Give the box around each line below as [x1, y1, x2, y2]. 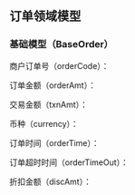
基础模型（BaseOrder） [9, 38, 113, 51]
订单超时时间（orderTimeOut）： [9, 157, 130, 168]
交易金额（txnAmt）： [9, 99, 88, 110]
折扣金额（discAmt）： [9, 176, 92, 187]
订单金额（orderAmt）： [9, 80, 97, 91]
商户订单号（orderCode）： [9, 60, 110, 71]
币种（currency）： [9, 118, 79, 129]
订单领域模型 [9, 8, 82, 24]
